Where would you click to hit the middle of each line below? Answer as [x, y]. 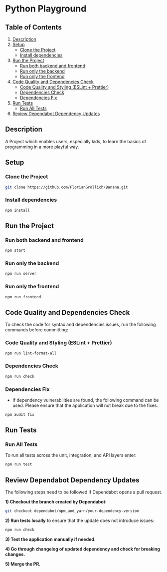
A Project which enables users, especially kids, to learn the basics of [76, 141]
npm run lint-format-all [31, 353]
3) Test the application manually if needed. [51, 539]
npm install [17, 210]
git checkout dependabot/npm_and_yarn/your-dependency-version [72, 511]
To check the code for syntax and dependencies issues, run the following [81, 325]
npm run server [21, 274]
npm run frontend [23, 297]
